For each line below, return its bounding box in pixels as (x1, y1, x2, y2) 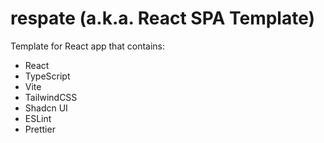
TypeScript (24, 70, 71, 82)
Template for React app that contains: (10, 40, 166, 52)
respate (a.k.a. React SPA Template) (10, 7, 316, 30)
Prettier (24, 123, 56, 135)
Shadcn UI (24, 102, 68, 114)
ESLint (24, 112, 52, 124)
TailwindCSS (24, 91, 78, 103)
